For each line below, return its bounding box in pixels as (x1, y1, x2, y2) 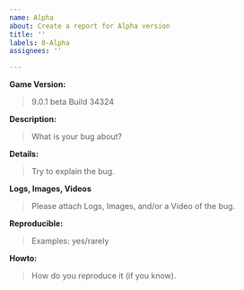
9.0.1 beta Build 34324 (30, 96, 115, 108)
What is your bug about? (30, 131, 123, 142)
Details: (9, 149, 39, 160)
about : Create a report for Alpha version (9, 22, 170, 31)
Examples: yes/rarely (30, 235, 109, 247)
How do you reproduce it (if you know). (30, 270, 177, 281)
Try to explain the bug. (30, 166, 115, 177)
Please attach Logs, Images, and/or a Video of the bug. (30, 201, 236, 212)
